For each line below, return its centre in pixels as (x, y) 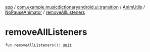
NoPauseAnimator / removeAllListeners (45, 12)
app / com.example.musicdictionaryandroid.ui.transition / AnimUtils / (75, 7)
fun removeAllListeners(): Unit (38, 45)
